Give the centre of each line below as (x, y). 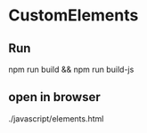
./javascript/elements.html (56, 118)
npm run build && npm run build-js (71, 69)
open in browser (54, 97)
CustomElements (73, 16)
